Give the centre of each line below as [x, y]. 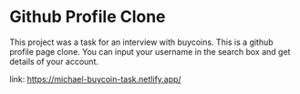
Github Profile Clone [88, 17]
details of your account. [54, 61]
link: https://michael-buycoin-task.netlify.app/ [95, 78]
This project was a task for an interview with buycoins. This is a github [141, 42]
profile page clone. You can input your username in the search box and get [150, 51]
